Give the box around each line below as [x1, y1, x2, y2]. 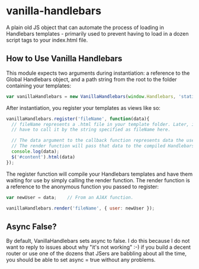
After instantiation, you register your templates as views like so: [6, 104, 161, 111]
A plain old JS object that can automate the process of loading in [6, 24, 164, 31]
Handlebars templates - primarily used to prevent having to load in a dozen [6, 30, 189, 37]
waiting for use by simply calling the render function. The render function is [6, 176, 191, 183]
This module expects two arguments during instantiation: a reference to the [6, 69, 190, 77]
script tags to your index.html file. [6, 36, 88, 43]
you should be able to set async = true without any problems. [6, 257, 156, 264]
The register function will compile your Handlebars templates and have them [6, 170, 193, 178]
